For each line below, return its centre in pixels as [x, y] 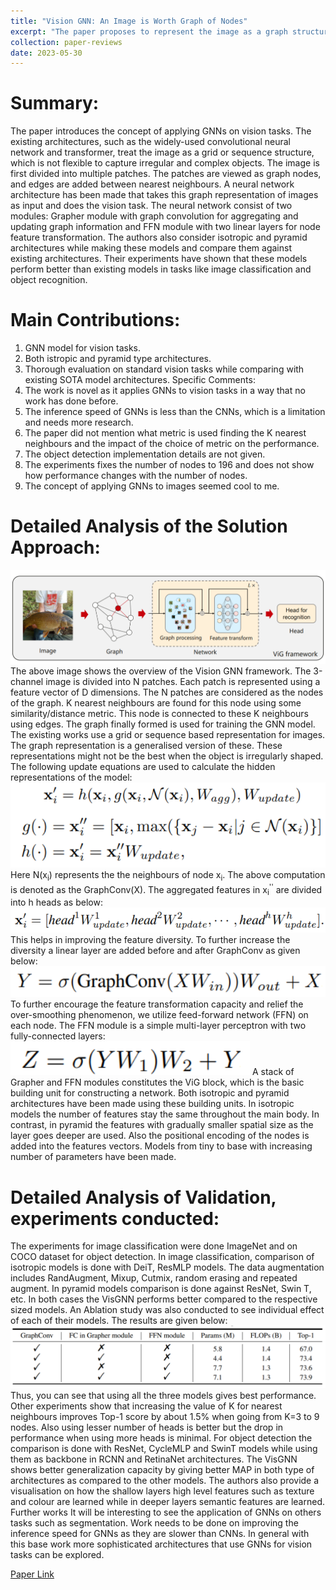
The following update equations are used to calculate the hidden [143, 766]
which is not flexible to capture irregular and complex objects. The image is [165, 163]
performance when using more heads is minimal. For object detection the [161, 1437]
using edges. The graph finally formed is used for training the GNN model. [163, 724]
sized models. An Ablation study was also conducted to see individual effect [167, 1310]
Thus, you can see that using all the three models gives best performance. [163, 1395]
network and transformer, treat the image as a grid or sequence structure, [162, 152]
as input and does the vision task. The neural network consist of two [151, 206]
